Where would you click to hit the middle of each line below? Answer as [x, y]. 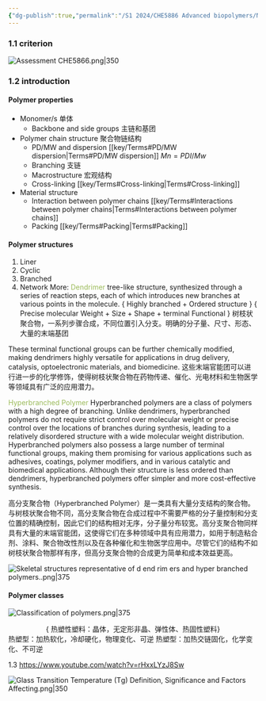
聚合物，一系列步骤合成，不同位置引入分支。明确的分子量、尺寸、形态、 [137, 324]
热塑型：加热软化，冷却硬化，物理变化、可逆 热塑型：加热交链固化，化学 [127, 639]
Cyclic [30, 270]
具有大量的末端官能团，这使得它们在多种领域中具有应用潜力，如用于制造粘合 [133, 533]
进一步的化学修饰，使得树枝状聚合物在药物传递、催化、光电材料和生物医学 [136, 377]
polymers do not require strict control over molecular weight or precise [123, 419]
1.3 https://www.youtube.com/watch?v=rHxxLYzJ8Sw [96, 665]
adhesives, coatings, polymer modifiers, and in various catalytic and [120, 462]
